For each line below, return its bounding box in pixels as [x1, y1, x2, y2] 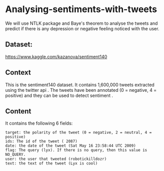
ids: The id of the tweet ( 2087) [5, 139, 78, 144]
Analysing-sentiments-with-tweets [5, 4, 157, 15]
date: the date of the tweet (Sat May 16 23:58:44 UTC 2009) [5, 143, 136, 148]
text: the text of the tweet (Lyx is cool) [5, 161, 98, 166]
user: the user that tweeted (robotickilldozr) [5, 156, 107, 162]
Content [5, 107, 32, 116]
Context [5, 68, 31, 77]
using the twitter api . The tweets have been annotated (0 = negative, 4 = [5, 87, 157, 93]
